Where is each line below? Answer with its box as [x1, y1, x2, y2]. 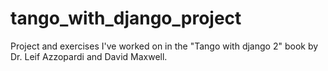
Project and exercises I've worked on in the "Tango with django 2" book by [10, 40, 319, 52]
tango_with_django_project [10, 7, 242, 30]
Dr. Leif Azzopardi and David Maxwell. [10, 50, 168, 62]
